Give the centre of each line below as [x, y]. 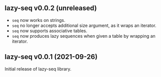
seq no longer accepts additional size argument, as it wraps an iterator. [84, 25]
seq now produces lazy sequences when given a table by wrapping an [84, 36]
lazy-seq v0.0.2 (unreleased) [51, 8]
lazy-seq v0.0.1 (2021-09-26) [51, 57]
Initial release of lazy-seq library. [38, 69]
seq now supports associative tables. [49, 31]
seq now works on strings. [39, 20]
